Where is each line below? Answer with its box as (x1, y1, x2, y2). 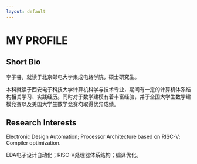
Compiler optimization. (6, 139, 61, 146)
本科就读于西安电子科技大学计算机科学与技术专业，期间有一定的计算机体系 (6, 86, 186, 93)
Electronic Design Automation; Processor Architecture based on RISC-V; (6, 133, 181, 141)
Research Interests (6, 118, 77, 128)
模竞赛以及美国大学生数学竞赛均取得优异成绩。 (6, 100, 119, 107)
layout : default (6, 8, 46, 15)
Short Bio (6, 57, 41, 67)
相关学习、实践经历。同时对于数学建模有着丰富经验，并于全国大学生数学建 (11, 93, 191, 100)
